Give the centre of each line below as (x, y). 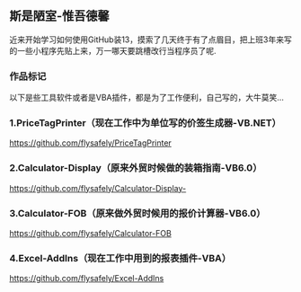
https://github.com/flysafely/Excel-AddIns (87, 279)
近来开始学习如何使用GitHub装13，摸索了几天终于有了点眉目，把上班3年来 (147, 40)
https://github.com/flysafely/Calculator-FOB (91, 233)
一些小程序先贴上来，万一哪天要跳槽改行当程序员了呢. (117, 50)
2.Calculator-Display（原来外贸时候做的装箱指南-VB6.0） (136, 168)
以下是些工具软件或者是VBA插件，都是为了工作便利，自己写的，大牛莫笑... (147, 98)
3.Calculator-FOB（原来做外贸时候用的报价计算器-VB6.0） (137, 213)
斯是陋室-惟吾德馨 (59, 16)
